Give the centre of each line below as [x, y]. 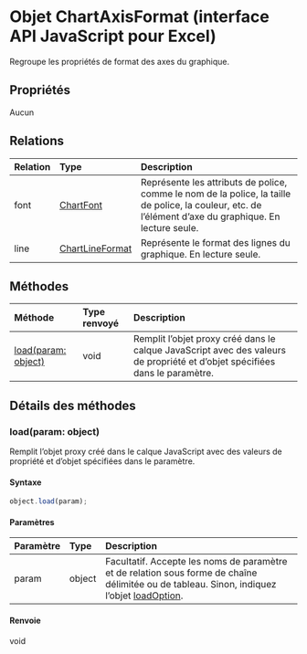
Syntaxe [26, 482]
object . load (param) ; [49, 501]
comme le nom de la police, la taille [216, 194]
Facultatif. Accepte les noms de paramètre [196, 562]
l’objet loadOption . [144, 596]
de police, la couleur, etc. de [201, 205]
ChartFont [81, 205]
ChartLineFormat [95, 248]
